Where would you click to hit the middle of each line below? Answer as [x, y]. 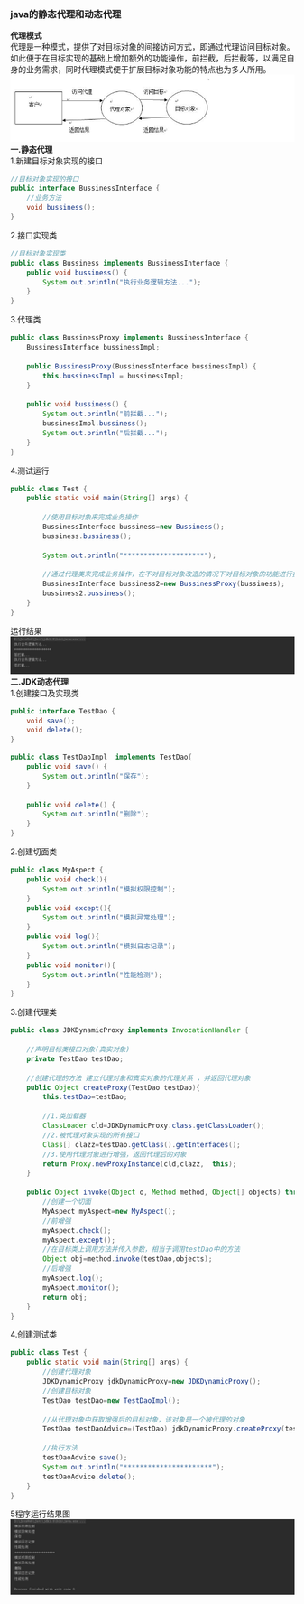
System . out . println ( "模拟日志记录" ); [110, 947]
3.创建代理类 [34, 1012]
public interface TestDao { [63, 711]
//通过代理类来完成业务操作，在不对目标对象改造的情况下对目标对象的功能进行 [167, 574]
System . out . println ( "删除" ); [96, 815]
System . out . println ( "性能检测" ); [103, 975]
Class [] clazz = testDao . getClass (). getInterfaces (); [142, 1144]
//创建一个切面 [67, 1202]
